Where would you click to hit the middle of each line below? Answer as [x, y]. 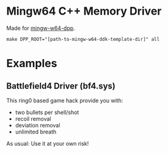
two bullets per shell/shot [47, 112]
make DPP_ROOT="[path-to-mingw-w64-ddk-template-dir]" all [83, 39]
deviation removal [38, 125]
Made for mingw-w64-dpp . [41, 28]
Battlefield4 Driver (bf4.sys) [61, 86]
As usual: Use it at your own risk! [48, 143]
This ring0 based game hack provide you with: [65, 100]
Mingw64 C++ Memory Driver [84, 11]
